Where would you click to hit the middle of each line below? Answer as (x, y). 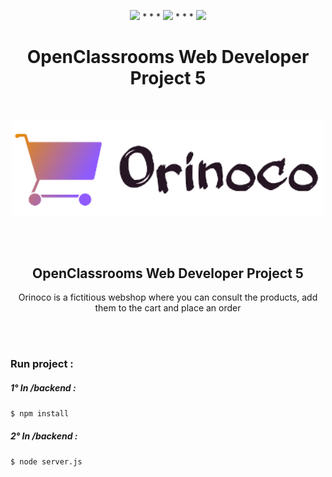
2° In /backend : (44, 436)
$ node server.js (46, 462)
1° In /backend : (43, 387)
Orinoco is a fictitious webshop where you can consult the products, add (168, 297)
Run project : (42, 364)
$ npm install (40, 414)
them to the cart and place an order (168, 308)
